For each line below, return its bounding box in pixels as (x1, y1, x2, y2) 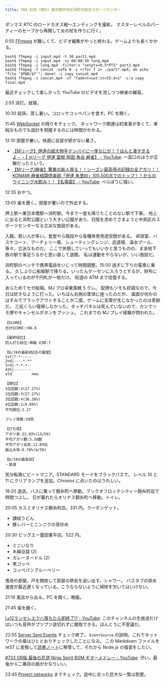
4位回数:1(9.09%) (5, 402, 38, 407)
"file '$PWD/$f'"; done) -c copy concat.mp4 (5, 71, 98, 76)
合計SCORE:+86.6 (5, 325, 37, 331)
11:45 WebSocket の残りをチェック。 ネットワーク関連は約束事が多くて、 (5, 120, 154, 126)
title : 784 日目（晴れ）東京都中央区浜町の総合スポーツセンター (5, 7, 121, 12)
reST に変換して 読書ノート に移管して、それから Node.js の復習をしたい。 (5, 644, 154, 650)
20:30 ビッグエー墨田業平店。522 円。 (5, 531, 84, 538)
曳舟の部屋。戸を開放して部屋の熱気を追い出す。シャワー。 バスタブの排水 (5, 577, 157, 583)
